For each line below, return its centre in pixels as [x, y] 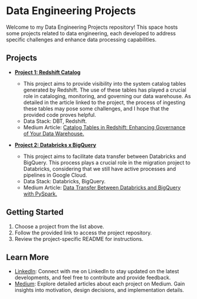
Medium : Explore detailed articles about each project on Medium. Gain [100, 284]
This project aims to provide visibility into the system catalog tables [105, 83]
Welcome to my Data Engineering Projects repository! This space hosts [92, 27]
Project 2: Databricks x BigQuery [55, 145]
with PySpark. [40, 194]
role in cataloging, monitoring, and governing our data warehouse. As [107, 96]
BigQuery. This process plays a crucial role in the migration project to [107, 162]
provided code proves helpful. [60, 115]
